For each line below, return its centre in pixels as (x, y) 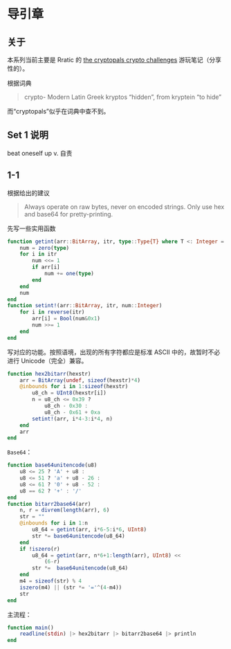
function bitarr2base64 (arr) (49, 504)
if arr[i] (46, 267)
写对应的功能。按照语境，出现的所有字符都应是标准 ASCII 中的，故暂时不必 (114, 352)
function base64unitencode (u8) (52, 465)
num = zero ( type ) (45, 248)
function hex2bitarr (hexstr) (49, 374)
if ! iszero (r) (40, 549)
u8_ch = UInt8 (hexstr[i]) (70, 393)
